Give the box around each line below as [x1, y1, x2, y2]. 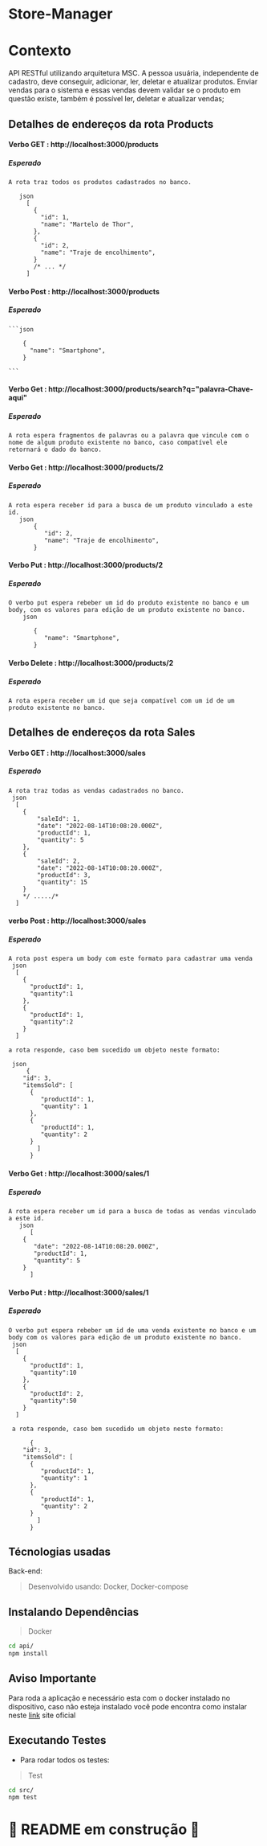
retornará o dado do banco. [8, 445, 103, 454]
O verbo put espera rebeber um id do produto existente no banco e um [8, 599, 249, 607]
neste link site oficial [8, 1710, 76, 1720]
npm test [8, 1794, 38, 1802]
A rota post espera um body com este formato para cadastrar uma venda [8, 954, 253, 963]
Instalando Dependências [8, 1605, 140, 1618]
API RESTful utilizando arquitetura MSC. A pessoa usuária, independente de [8, 68, 259, 78]
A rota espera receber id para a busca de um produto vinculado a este [8, 501, 253, 509]
